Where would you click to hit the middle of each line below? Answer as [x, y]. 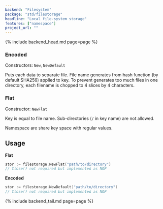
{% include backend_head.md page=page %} [51, 42]
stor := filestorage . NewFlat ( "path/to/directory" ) [58, 164]
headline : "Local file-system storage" [46, 19]
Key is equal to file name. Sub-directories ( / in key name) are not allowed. [80, 118]
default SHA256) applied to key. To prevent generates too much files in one [81, 80]
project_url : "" [22, 28]
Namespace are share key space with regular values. [59, 128]
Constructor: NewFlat [26, 109]
